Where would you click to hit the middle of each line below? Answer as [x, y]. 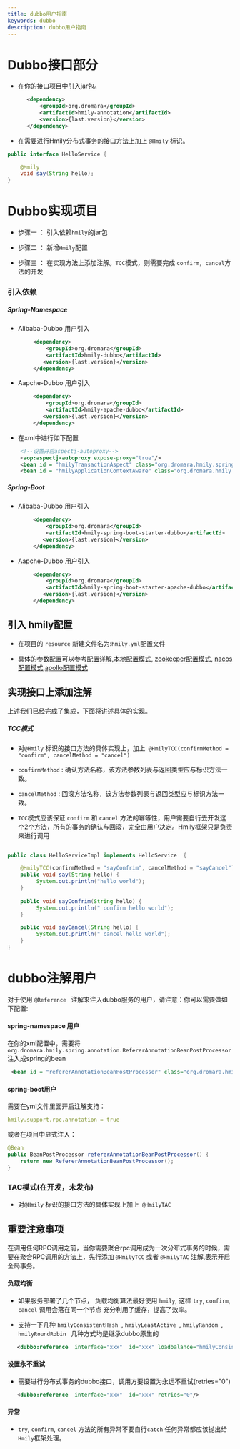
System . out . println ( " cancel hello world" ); [104, 934]
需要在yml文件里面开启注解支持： [56, 1106]
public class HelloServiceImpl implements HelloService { [97, 855]
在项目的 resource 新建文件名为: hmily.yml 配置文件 [91, 643]
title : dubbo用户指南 [37, 14]
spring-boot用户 [32, 1089]
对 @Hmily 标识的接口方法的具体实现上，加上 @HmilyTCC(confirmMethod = [123, 748]
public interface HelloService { [57, 154]
